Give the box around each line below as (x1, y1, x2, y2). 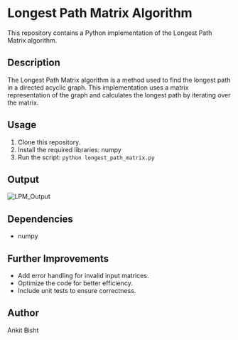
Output (7, 173, 39, 186)
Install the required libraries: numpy (17, 145, 122, 154)
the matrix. (7, 98, 39, 107)
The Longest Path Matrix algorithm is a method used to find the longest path (7, 75, 231, 84)
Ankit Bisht (7, 326, 39, 334)
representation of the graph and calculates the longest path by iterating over (7, 90, 231, 99)
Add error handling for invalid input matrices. (17, 272, 149, 280)
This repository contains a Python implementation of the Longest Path (7, 28, 212, 37)
